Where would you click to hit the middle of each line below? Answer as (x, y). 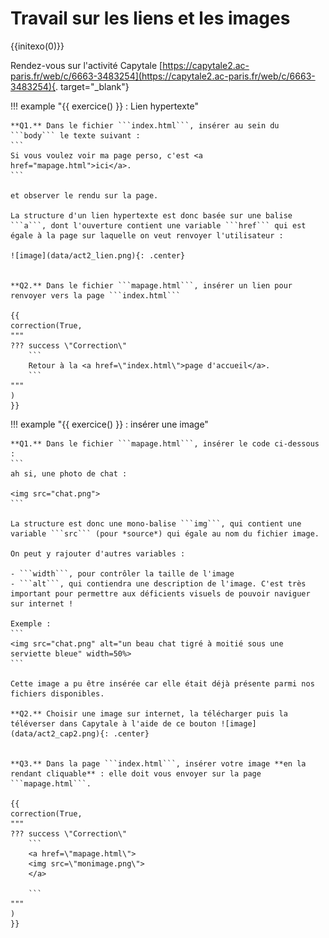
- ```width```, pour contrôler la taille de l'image (122, 573)
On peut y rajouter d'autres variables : (98, 553)
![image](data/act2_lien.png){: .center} (98, 255)
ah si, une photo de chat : (69, 473)
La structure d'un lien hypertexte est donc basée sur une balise (151, 215)
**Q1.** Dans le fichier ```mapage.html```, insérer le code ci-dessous (165, 443)
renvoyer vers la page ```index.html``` (96, 295)
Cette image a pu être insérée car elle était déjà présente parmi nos (162, 683)
